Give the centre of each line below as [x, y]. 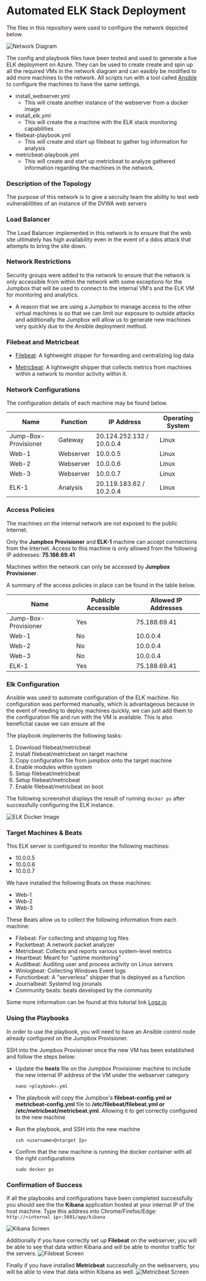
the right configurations [45, 1158]
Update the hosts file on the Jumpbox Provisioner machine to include [103, 1068]
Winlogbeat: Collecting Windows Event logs [70, 971]
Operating [178, 418]
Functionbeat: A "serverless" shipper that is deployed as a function [100, 977]
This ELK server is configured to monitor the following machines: [88, 846]
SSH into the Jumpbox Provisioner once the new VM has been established [100, 1050]
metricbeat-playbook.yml [47, 155]
